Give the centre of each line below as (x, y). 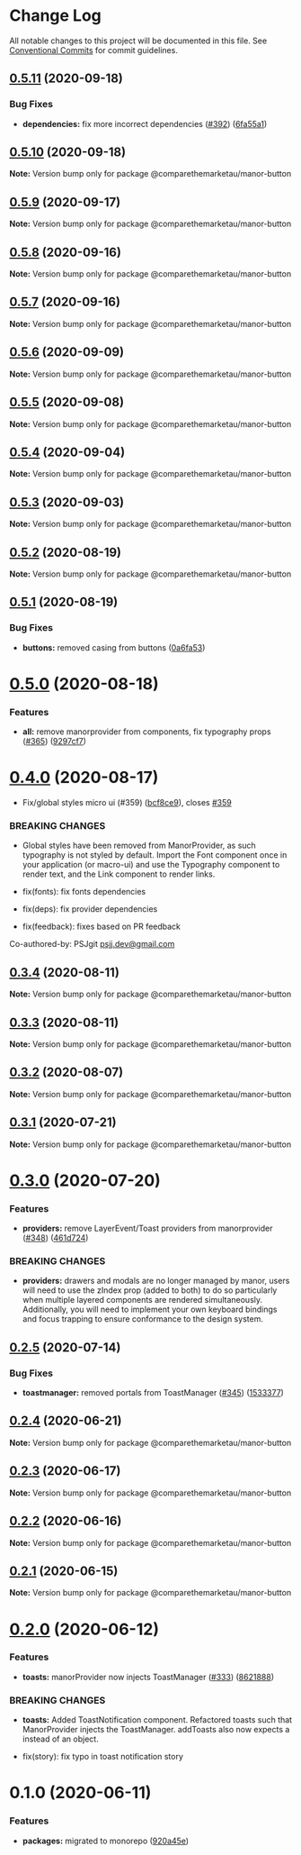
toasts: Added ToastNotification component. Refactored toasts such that (157, 1720)
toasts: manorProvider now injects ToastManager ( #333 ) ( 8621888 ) (148, 1677)
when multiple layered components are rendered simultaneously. (142, 1300)
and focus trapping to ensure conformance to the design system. (142, 1319)
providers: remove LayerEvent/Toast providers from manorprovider (147, 1228)
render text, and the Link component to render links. (119, 874)
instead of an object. (60, 1739)
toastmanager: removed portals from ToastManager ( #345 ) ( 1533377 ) (153, 1393)
